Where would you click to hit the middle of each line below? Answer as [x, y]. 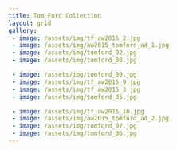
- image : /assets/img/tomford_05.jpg [74, 97]
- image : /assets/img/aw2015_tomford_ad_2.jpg [90, 119]
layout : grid [30, 23]
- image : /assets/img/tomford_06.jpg [74, 134]
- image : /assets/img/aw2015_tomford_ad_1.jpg [90, 45]
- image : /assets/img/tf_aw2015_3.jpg [76, 89]
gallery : [23, 30]
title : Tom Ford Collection [55, 16]
